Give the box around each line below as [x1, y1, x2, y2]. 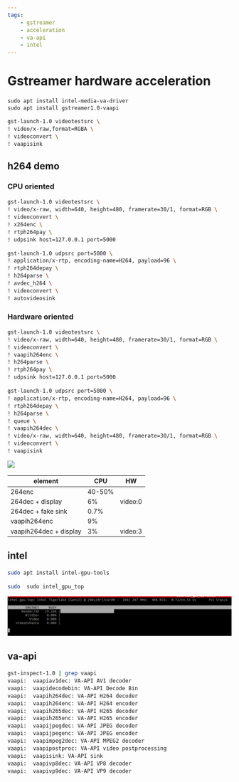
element [33, 477, 59, 485]
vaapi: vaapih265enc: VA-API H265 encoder [7, 715, 139, 722]
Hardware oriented [7, 312, 74, 322]
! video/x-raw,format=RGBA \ [7, 125, 94, 132]
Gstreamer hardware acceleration [7, 73, 211, 89]
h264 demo [7, 160, 60, 172]
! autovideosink [7, 295, 55, 302]
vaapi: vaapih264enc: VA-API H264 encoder [7, 699, 139, 707]
